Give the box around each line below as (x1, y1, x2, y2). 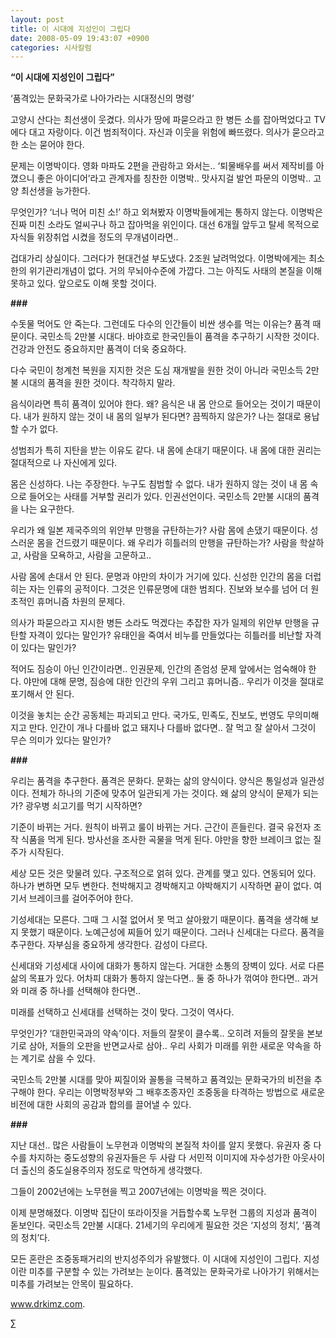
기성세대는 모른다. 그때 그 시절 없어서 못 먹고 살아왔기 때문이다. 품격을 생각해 (10, 914, 309, 926)
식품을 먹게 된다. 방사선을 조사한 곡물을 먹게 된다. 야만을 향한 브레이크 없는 (20, 834, 312, 846)
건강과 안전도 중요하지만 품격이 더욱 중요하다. (10, 343, 187, 355)
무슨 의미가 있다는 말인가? (10, 734, 112, 746)
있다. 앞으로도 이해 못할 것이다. (36, 277, 157, 290)
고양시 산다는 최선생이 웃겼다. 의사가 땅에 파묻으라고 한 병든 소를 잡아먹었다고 (10, 114, 312, 126)
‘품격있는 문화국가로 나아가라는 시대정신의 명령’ (10, 92, 195, 105)
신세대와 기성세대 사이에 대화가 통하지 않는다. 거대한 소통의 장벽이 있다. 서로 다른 (10, 960, 325, 972)
